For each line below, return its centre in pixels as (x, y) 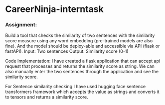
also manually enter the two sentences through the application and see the (82, 72)
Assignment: (21, 25)
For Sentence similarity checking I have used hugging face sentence (76, 87)
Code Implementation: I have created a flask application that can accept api (83, 61)
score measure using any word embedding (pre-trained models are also (79, 41)
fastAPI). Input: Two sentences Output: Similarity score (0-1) (67, 51)
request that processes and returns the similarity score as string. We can (80, 66)
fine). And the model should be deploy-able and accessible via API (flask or (82, 46)
